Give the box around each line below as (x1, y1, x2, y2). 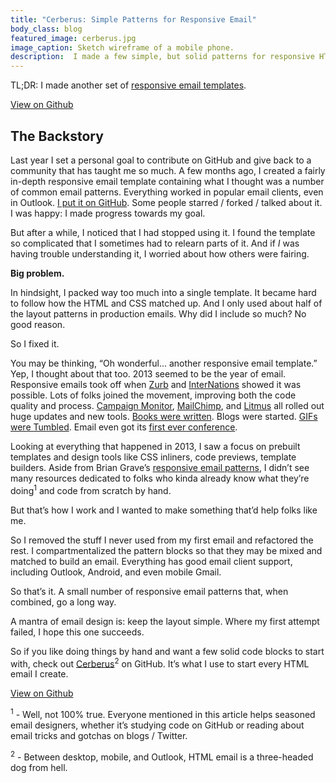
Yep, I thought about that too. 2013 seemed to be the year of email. (10, 367, 287, 380)
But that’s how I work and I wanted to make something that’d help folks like (10, 504, 318, 516)
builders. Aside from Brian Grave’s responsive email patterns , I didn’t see (10, 461, 310, 473)
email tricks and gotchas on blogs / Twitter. (10, 729, 188, 741)
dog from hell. (10, 761, 68, 773)
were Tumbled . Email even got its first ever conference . (10, 421, 238, 433)
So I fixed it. (10, 337, 60, 350)
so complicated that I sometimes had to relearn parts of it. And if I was (10, 237, 300, 249)
